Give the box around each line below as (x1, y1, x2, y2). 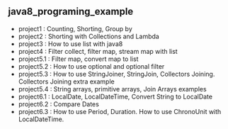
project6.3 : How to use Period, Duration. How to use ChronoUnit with (18, 107, 222, 116)
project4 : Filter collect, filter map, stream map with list (18, 47, 178, 55)
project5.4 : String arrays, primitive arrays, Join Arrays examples (18, 84, 207, 93)
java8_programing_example (8, 6, 134, 18)
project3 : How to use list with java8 (18, 39, 123, 48)
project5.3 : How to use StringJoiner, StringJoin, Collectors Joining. (18, 69, 215, 78)
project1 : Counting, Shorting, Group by (18, 24, 133, 33)
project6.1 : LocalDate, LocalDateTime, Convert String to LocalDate (18, 92, 213, 101)
